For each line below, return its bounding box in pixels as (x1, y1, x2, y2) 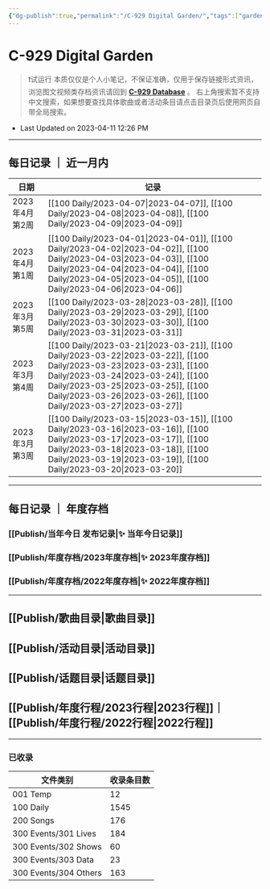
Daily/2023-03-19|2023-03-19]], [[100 (47, 454, 209, 465)
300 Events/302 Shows (12, 841, 102, 853)
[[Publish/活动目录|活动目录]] (8, 642, 155, 655)
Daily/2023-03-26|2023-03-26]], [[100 (47, 390, 209, 401)
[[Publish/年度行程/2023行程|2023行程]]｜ (8, 701, 225, 715)
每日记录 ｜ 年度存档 (8, 501, 108, 516)
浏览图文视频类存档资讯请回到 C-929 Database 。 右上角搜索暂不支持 (27, 86, 260, 97)
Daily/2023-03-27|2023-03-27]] (47, 401, 183, 412)
